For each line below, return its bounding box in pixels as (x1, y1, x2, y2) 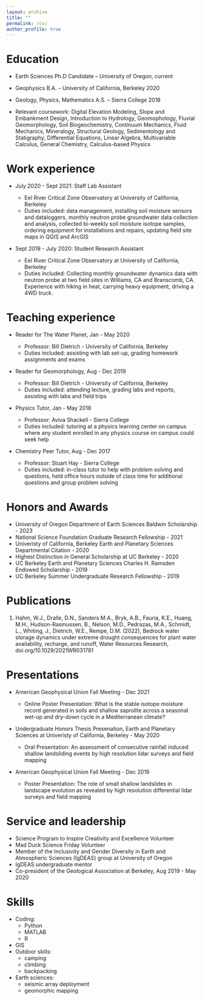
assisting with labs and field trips (24, 393, 107, 400)
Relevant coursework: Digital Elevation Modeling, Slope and (15, 108, 165, 116)
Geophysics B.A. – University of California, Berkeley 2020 (15, 84, 160, 92)
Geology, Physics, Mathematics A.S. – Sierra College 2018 (15, 96, 161, 104)
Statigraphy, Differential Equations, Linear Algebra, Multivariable (15, 134, 177, 141)
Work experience (6, 162, 96, 176)
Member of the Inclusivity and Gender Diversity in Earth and (15, 848, 166, 855)
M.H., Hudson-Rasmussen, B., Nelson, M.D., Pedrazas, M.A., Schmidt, (15, 620, 191, 628)
